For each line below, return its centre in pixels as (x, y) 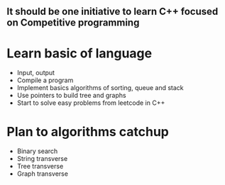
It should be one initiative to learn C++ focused (112, 12)
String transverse (42, 159)
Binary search (37, 151)
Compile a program (45, 80)
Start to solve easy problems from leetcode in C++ (91, 103)
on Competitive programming (73, 23)
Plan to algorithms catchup (88, 131)
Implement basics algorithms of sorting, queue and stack (100, 88)
